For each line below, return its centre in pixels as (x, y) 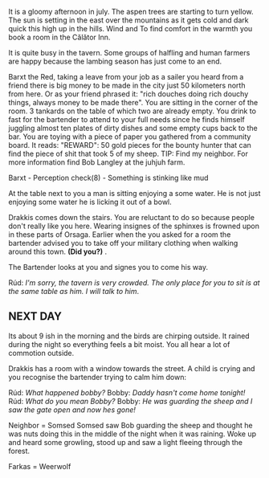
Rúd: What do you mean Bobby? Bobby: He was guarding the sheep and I (130, 401)
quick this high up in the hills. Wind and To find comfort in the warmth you (130, 29)
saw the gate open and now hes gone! (72, 410)
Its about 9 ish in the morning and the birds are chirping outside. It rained (129, 336)
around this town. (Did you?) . (58, 251)
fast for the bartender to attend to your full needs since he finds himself (126, 119)
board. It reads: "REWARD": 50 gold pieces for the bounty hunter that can (130, 145)
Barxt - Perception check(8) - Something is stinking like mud (108, 178)
